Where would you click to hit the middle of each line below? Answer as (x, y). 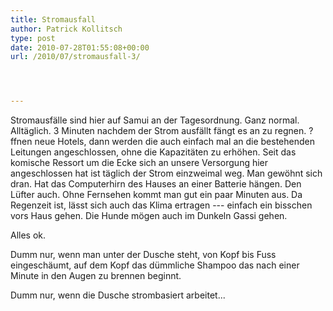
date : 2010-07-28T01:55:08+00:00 (80, 47)
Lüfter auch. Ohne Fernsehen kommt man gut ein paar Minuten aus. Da (156, 195)
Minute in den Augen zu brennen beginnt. (96, 276)
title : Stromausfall (53, 19)
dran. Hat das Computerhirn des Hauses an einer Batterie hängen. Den (156, 184)
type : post (33, 38)
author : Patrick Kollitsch (66, 29)
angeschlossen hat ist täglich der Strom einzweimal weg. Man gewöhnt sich (166, 173)
